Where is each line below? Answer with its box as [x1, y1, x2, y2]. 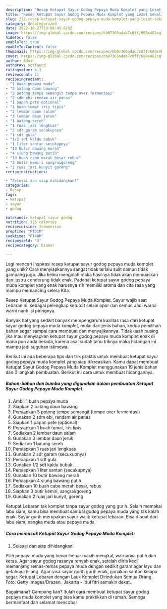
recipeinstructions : [5, 169, 49, 174]
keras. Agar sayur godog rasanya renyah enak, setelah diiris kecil [5, 558, 139, 564]
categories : [5, 183, 30, 188]
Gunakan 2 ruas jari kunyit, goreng [12, 493, 84, 499]
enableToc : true [5, 40, 39, 45]
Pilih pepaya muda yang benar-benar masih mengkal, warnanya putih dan [5, 553, 157, 559]
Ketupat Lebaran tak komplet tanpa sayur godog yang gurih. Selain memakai [5, 503, 162, 509]
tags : [5, 192, 17, 197]
